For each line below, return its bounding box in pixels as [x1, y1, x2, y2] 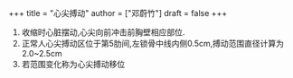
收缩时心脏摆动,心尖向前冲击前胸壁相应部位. [21, 27, 185, 38]
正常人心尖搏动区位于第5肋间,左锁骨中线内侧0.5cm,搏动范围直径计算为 [21, 39, 285, 48]
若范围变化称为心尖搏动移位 [21, 59, 126, 69]
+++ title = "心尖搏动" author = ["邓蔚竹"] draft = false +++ [8, 8, 228, 18]
